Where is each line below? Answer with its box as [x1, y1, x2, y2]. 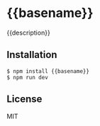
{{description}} [6, 28, 50, 37]
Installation [6, 49, 57, 61]
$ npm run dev [6, 74, 49, 81]
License [6, 93, 43, 105]
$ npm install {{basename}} [6, 67, 90, 75]
